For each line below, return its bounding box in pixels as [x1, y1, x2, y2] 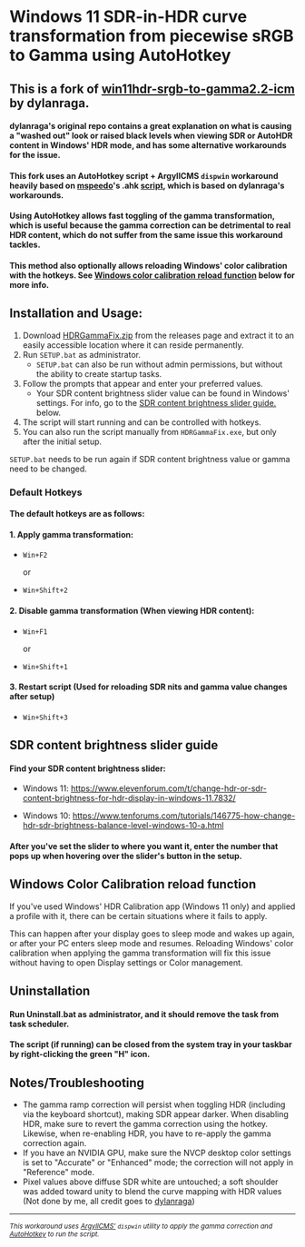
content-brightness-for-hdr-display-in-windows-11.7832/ [22, 793, 236, 804]
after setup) [9, 691, 55, 702]
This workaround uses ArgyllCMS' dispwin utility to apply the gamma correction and [9, 1222, 273, 1232]
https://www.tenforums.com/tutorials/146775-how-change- [72, 810, 296, 821]
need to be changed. [9, 463, 88, 474]
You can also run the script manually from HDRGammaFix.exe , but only [22, 426, 277, 437]
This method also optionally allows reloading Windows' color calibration [9, 260, 288, 271]
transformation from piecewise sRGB [9, 25, 294, 46]
